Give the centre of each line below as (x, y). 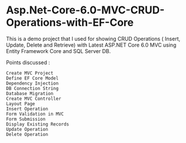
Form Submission (26, 119)
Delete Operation (27, 134)
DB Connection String (32, 88)
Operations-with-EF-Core (70, 22)
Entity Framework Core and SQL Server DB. (58, 51)
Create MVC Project (30, 73)
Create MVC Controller (34, 99)
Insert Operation (27, 109)
